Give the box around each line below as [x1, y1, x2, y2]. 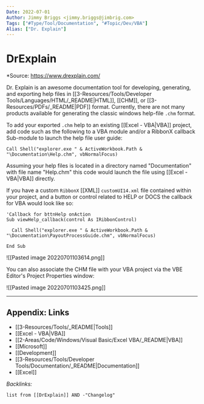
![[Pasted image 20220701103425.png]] [6, 284, 106, 292]
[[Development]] [15, 349, 56, 356]
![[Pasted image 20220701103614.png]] [6, 254, 105, 261]
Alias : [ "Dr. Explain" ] [6, 26, 67, 32]
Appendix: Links [6, 307, 70, 318]
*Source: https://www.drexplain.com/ [6, 72, 101, 80]
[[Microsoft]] [15, 343, 47, 350]
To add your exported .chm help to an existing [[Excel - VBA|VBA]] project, [6, 122, 192, 129]
